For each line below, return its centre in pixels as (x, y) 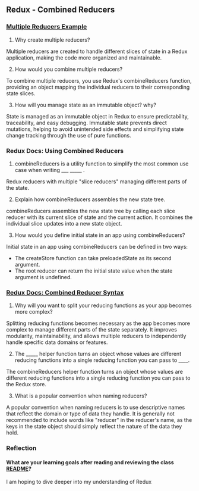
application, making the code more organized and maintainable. (84, 57)
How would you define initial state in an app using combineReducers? (100, 235)
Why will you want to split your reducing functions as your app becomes (103, 305)
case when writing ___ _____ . (50, 170)
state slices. (21, 93)
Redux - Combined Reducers (61, 10)
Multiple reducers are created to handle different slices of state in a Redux (97, 51)
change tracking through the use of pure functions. (69, 135)
